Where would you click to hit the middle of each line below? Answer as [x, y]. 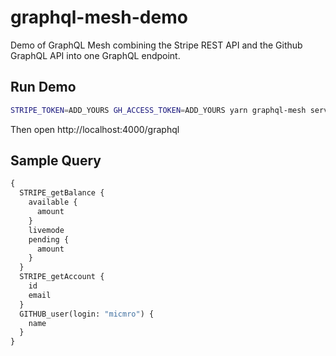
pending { [49, 239]
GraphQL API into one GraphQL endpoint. [95, 55]
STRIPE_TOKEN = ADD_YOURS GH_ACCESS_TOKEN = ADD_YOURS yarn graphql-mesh [158, 110]
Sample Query [56, 161]
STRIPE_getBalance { [62, 193]
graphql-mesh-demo [99, 17]
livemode [46, 230]
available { [53, 202]
